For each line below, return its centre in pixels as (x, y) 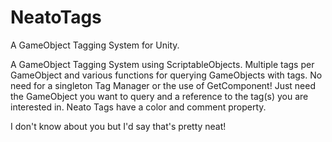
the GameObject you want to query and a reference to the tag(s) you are (159, 96)
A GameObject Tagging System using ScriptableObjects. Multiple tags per (162, 64)
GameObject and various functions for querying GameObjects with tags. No (166, 75)
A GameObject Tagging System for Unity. (95, 45)
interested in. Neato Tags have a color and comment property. (138, 107)
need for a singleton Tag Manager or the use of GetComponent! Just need (163, 85)
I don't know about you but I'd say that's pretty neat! (118, 126)
